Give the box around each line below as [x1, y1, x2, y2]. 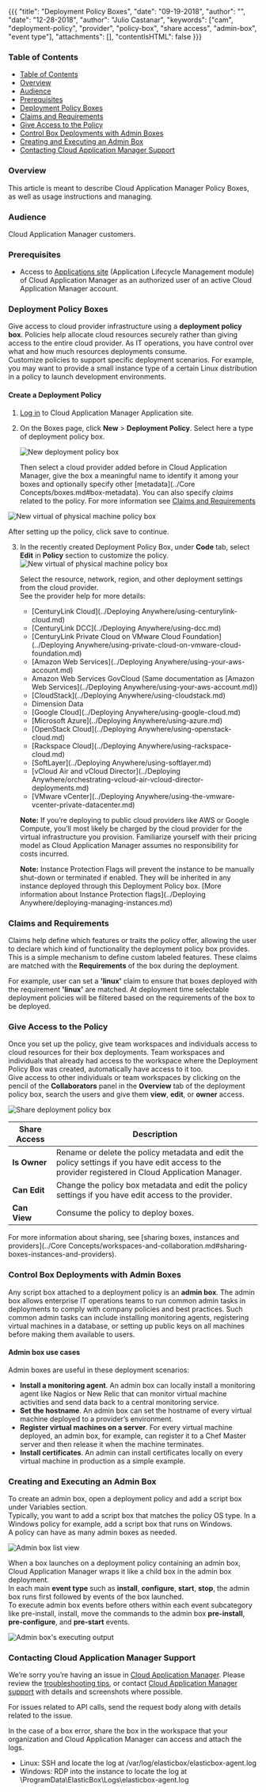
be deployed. [8, 1001, 51, 1010]
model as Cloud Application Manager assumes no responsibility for [19, 840, 239, 850]
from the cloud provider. [19, 582, 99, 592]
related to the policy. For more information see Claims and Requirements [19, 496, 256, 505]
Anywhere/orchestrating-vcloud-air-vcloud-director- [31, 774, 204, 784]
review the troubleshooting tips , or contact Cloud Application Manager [8, 1679, 237, 1688]
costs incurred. [19, 849, 70, 858]
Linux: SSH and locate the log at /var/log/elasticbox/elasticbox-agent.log [19, 1758, 257, 1768]
